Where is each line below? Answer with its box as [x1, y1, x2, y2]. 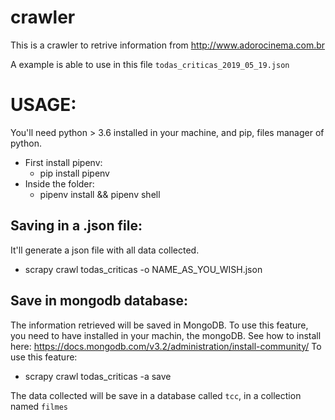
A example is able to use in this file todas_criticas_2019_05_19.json [10, 58, 290, 70]
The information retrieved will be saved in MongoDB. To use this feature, [10, 319, 309, 331]
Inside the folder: [24, 177, 95, 190]
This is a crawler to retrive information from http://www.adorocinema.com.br [10, 39, 326, 51]
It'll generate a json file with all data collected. [10, 244, 200, 256]
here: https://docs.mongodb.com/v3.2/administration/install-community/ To [10, 340, 322, 352]
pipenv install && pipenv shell [39, 188, 161, 200]
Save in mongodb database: [10, 292, 189, 310]
